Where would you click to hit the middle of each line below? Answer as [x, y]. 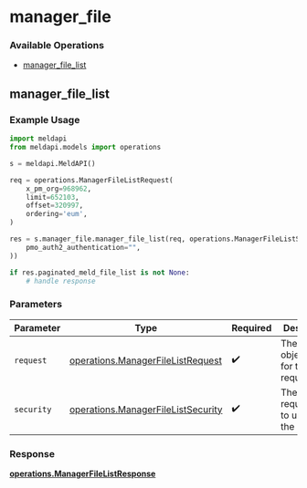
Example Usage [45, 119]
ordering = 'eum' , [57, 214]
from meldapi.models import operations [85, 148]
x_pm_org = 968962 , [59, 189]
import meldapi [38, 139]
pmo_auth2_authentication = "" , [84, 247]
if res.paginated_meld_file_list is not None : [100, 272]
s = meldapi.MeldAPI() [53, 163]
